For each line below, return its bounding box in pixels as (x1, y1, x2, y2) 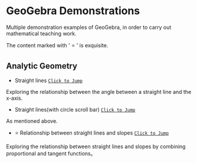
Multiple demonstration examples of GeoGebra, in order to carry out (6, 24, 172, 31)
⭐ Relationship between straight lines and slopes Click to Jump (14, 129, 169, 136)
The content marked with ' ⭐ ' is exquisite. (6, 41, 109, 48)
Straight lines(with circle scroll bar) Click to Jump (14, 106, 136, 113)
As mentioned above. (6, 117, 58, 125)
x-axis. (6, 94, 23, 102)
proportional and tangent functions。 (6, 149, 96, 157)
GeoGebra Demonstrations (6, 4, 140, 18)
